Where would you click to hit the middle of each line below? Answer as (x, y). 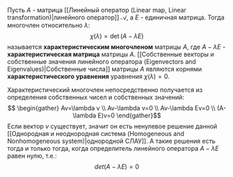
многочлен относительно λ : (49, 25)
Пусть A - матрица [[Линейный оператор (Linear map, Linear (97, 10)
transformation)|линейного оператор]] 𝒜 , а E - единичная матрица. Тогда (116, 17)
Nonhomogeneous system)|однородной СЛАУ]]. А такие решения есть (111, 141)
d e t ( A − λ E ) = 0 (117, 167)
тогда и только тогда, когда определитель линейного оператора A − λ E (113, 148)
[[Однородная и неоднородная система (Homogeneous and (96, 134)
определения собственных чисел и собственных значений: (96, 97)
